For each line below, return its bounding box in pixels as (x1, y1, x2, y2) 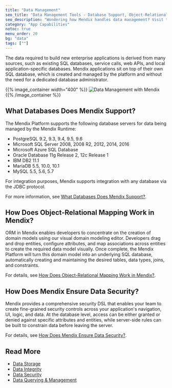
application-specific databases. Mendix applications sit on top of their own (5, 65, 163, 72)
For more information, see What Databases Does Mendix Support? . (5, 193, 147, 199)
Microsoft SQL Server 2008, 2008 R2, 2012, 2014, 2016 (12, 141, 130, 147)
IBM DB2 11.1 (12, 157, 39, 164)
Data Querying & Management (12, 377, 77, 383)
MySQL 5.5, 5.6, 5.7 (12, 168, 54, 174)
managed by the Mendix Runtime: (5, 126, 77, 132)
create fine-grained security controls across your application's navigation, (5, 306, 162, 312)
